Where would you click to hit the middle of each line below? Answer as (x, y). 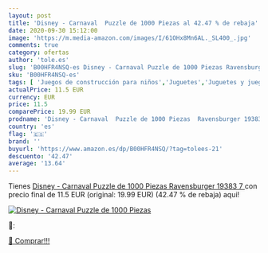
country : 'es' (32, 127)
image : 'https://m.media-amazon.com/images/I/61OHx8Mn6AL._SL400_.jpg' (130, 38)
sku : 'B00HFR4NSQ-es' (44, 75)
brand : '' (25, 141)
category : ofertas (39, 53)
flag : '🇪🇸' (28, 134)
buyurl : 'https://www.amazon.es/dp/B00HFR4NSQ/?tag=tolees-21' (116, 149)
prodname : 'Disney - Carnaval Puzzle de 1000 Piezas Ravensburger (124, 119)
